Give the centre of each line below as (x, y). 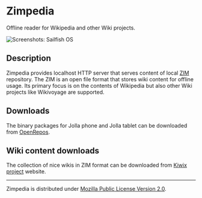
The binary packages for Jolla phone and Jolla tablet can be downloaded (97, 125)
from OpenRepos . (28, 132)
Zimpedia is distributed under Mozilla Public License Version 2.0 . (86, 189)
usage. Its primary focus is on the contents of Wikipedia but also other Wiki (99, 85)
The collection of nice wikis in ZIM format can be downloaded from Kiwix (97, 165)
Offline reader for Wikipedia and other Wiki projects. (71, 28)
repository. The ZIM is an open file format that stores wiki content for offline (100, 79)
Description (29, 58)
